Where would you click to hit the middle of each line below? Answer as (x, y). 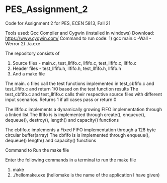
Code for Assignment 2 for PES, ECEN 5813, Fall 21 (58, 23)
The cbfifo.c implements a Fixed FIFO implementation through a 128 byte (80, 130)
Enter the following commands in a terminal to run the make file (71, 160)
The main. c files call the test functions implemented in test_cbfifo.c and (80, 83)
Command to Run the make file (37, 150)
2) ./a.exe (31, 43)
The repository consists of (32, 53)
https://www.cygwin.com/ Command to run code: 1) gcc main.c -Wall (77, 38)
